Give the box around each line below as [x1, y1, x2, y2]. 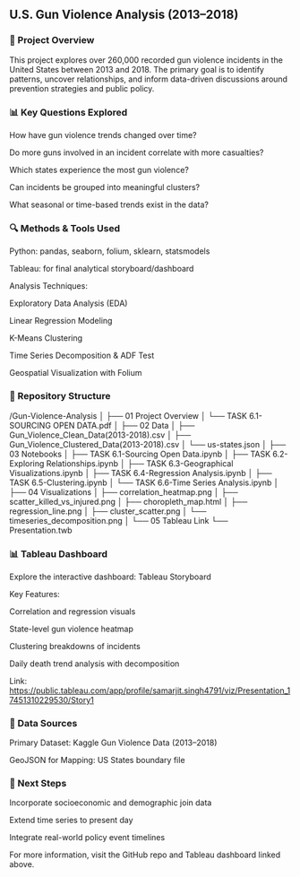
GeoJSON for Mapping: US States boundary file [9, 755, 185, 766]
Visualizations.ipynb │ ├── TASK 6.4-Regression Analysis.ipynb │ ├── [9, 467, 272, 478]
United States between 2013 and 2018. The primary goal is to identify [9, 64, 264, 74]
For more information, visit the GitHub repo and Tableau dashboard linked [9, 849, 281, 860]
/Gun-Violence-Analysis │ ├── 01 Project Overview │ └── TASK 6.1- [9, 410, 262, 421]
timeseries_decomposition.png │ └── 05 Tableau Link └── [9, 515, 228, 525]
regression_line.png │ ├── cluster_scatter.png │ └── [9, 506, 207, 517]
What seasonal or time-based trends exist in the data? [9, 199, 209, 210]
